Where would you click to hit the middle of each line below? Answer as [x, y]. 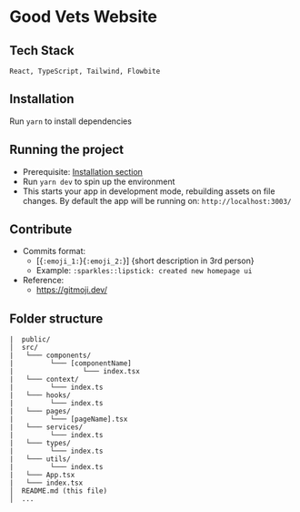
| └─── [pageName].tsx [69, 420]
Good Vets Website [83, 17]
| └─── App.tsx [42, 476]
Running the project [67, 150]
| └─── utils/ [40, 459]
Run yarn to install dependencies [70, 121]
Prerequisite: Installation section [83, 171]
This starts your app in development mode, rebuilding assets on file [149, 191]
